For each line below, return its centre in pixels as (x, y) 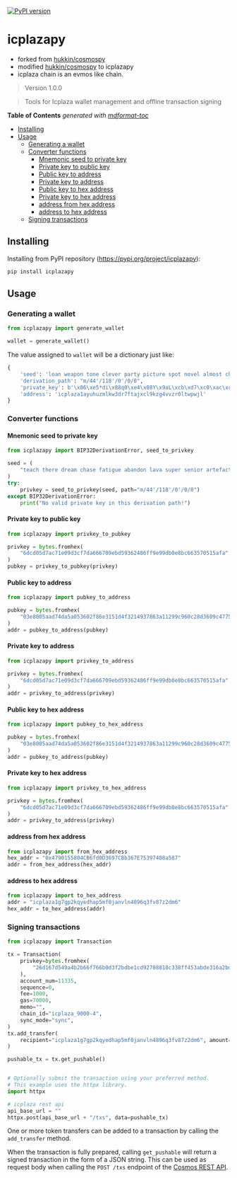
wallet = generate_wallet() (49, 341)
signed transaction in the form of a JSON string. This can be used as (107, 1160)
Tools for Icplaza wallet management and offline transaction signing (123, 101)
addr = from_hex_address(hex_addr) (60, 865)
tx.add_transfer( (33, 1034)
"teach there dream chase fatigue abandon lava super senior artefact (126, 470)
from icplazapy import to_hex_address (64, 896)
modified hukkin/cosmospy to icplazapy (75, 67)
